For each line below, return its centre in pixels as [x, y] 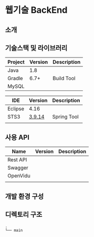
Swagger [18, 168]
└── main [14, 231]
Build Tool [64, 78]
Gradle [15, 78]
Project [16, 62]
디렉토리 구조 [24, 214]
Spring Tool [65, 117]
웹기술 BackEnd [36, 10]
